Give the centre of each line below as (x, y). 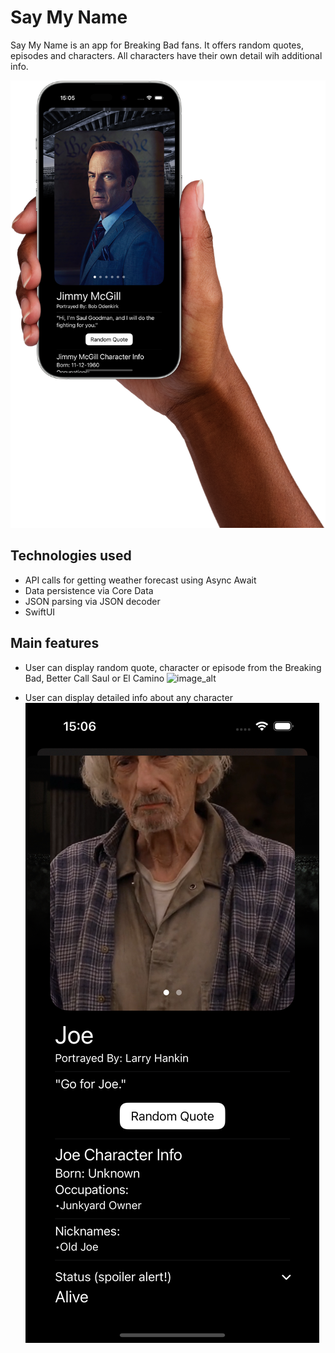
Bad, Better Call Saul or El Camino (94, 678)
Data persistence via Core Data (89, 590)
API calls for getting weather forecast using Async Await (140, 580)
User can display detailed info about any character (128, 697)
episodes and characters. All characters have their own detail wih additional (166, 55)
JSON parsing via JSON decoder (92, 601)
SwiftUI (40, 612)
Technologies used (71, 556)
